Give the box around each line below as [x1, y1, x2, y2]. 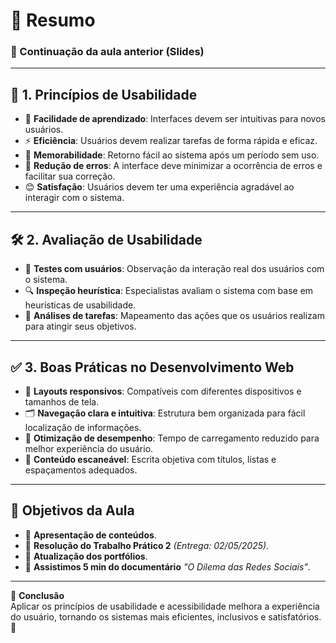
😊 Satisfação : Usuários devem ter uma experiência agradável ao [24, 181, 295, 193]
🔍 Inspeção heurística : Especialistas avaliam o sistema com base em [24, 285, 314, 297]
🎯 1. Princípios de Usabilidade [10, 86, 198, 103]
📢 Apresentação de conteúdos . [24, 529, 157, 541]
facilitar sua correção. [24, 170, 116, 183]
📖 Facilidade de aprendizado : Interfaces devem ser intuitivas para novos [24, 113, 326, 125]
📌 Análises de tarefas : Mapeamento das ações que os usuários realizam [24, 310, 325, 322]
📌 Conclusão [10, 589, 65, 601]
